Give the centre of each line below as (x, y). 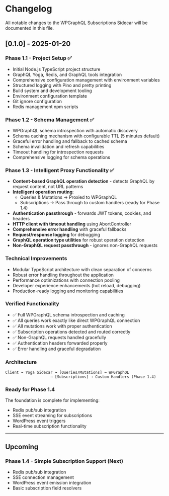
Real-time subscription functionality (50, 426)
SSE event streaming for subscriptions (52, 416)
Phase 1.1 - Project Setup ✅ (38, 58)
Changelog (29, 9)
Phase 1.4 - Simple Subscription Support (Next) (64, 461)
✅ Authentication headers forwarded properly (60, 343)
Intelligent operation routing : (43, 192)
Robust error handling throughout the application (63, 275)
